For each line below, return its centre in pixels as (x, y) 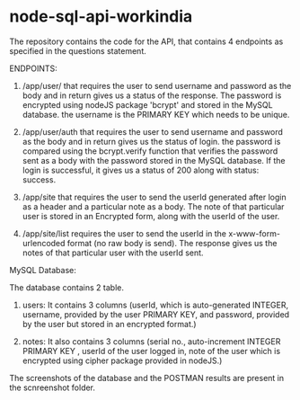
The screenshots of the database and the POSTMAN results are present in (147, 378)
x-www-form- (255, 233)
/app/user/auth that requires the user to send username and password (152, 131)
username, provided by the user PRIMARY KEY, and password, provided (156, 314)
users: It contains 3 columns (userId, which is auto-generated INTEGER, (155, 305)
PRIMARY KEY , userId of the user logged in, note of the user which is (151, 351)
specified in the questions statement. (78, 50)
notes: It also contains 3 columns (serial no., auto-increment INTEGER (151, 341)
